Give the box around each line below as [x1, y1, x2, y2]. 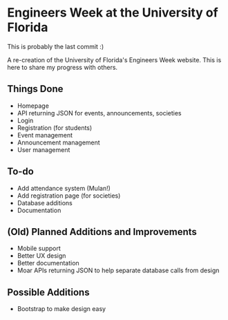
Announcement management [17, 138, 100, 147]
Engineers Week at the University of [7, 5, 219, 21]
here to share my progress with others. [7, 63, 118, 71]
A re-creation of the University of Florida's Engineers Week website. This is [7, 55, 222, 64]
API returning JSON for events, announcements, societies [17, 109, 182, 117]
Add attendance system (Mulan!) [17, 184, 111, 192]
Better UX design [17, 252, 66, 260]
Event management [17, 131, 73, 139]
